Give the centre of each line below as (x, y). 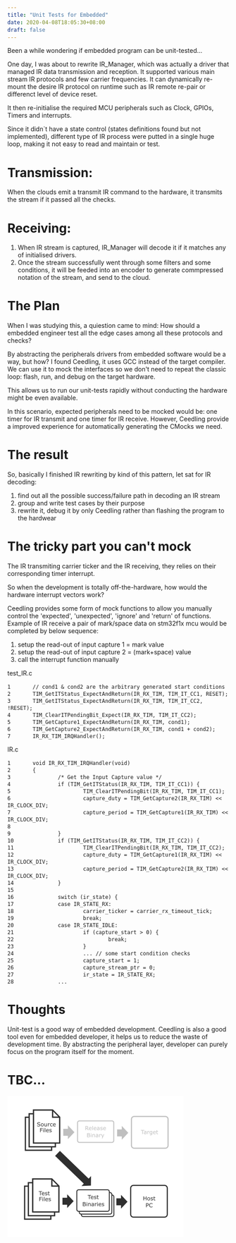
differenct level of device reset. (52, 94)
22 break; (68, 940)
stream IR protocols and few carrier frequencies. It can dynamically (105, 79)
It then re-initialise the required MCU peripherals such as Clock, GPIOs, (111, 108)
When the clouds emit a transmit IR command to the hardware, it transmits (115, 192)
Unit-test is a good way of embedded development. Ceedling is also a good (117, 1029)
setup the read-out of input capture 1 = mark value (91, 644)
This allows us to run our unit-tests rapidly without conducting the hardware (117, 391)
